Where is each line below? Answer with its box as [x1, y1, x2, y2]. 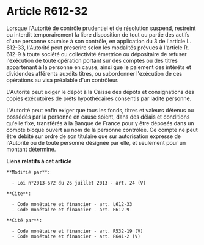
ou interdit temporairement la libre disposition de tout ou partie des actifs [6, 31, 190, 38]
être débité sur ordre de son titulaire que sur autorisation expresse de [6, 133, 181, 140]
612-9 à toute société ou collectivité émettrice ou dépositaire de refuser [6, 50, 187, 57]
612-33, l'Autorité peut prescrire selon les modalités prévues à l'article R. [6, 44, 189, 51]
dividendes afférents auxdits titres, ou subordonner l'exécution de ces [6, 70, 183, 77]
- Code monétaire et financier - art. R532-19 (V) [12, 228, 144, 234]
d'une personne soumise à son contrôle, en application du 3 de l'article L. [6, 37, 192, 45]
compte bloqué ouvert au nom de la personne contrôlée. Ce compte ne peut [6, 126, 199, 133]
